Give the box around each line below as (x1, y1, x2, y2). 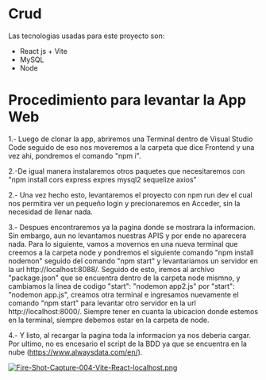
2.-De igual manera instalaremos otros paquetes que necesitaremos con (8, 166, 245, 175)
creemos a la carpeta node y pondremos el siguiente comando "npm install (8, 248, 254, 257)
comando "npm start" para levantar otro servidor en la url (8, 298, 196, 308)
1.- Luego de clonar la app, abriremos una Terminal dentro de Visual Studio (8, 134, 253, 144)
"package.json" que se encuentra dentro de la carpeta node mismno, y (8, 273, 241, 282)
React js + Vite (19, 46, 67, 56)
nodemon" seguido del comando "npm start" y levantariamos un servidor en (8, 255, 258, 266)
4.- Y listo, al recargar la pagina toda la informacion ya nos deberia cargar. (8, 330, 252, 340)
